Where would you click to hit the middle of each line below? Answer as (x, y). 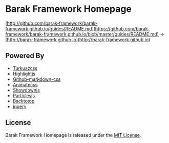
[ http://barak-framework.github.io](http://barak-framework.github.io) (78, 40)
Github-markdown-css (37, 79)
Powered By (25, 56)
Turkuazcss (25, 68)
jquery (19, 106)
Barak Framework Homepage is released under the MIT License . (73, 135)
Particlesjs (24, 95)
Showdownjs (26, 90)
